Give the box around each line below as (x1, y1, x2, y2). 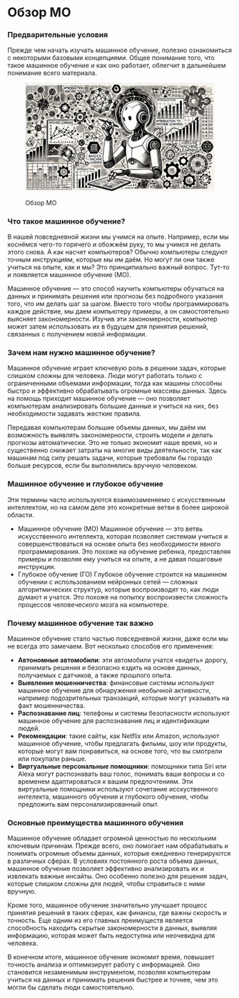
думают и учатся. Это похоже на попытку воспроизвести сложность (17, 592, 228, 601)
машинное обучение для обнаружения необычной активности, (17, 686, 211, 694)
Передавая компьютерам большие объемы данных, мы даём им (7, 423, 206, 432)
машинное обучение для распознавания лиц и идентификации (17, 716, 210, 725)
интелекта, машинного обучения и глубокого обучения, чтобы (17, 792, 209, 801)
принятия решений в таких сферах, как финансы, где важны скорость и (7, 909, 227, 917)
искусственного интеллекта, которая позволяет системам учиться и (17, 532, 228, 540)
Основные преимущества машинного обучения (7, 817, 184, 827)
